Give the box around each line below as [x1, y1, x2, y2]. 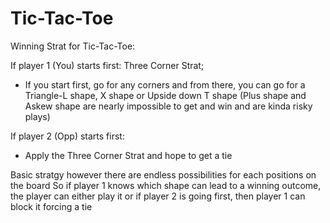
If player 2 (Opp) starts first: [10, 130, 125, 142]
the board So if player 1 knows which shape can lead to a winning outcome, [10, 179, 322, 191]
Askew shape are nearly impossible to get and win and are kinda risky [24, 100, 313, 112]
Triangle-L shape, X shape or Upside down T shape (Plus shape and [24, 89, 307, 101]
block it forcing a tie [10, 200, 93, 212]
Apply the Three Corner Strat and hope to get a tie [24, 149, 233, 161]
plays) [24, 110, 51, 122]
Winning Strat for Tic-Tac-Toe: [10, 40, 136, 52]
